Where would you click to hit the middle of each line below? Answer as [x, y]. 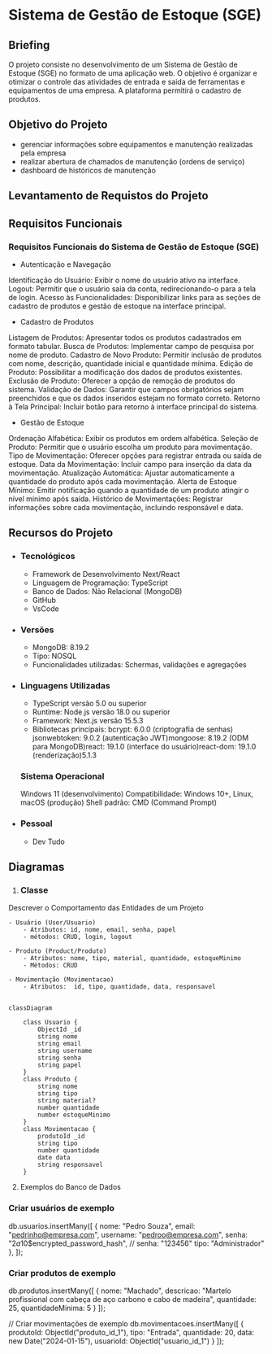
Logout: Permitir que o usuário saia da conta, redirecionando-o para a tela [132, 288]
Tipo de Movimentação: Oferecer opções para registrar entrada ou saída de [135, 455]
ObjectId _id [60, 1030]
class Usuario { [51, 1023]
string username [65, 1051]
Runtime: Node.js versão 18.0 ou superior [101, 712]
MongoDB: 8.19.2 [60, 647]
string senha [60, 1058]
